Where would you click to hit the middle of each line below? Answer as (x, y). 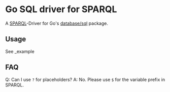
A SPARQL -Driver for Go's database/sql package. (57, 23)
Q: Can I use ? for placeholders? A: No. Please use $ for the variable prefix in (85, 79)
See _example (20, 51)
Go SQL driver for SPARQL (61, 9)
